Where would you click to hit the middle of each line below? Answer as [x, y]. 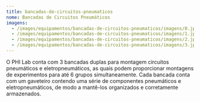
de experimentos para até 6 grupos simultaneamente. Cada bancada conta [98, 75]
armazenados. [24, 94]
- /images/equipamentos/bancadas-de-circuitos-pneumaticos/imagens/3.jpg [105, 45]
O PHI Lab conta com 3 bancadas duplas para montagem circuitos [88, 62]
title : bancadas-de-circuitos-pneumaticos [60, 12]
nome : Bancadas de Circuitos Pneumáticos [58, 17]
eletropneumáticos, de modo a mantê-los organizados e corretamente [92, 87]
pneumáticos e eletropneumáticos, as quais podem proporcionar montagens [100, 68]
